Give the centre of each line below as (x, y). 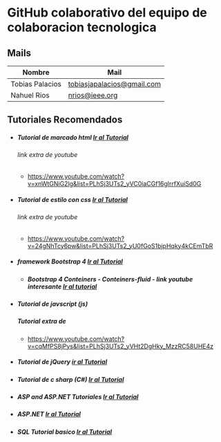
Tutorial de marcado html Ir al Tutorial (73, 137)
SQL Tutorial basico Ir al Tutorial (65, 432)
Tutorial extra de (41, 321)
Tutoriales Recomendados (65, 120)
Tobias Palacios (36, 84)
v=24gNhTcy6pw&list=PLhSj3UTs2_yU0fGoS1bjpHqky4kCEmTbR (120, 246)
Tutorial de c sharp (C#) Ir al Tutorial (70, 379)
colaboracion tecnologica (82, 27)
